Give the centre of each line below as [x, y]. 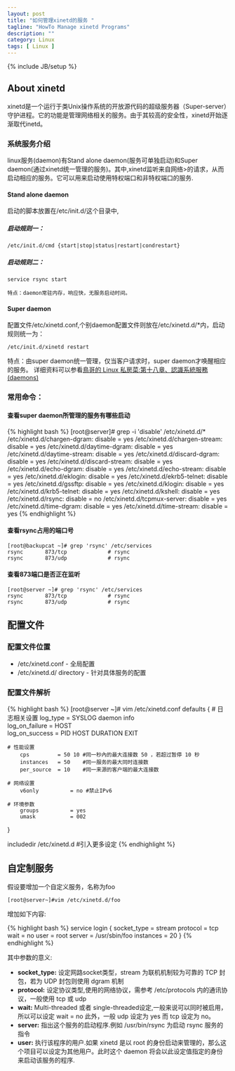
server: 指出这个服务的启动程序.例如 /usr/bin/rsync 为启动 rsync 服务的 [120, 1025]
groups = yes [53, 810]
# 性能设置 [21, 747]
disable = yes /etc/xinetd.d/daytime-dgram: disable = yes [90, 446]
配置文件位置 [29, 647]
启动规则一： [26, 228]
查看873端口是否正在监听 [44, 574]
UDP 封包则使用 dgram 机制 [84, 981]
